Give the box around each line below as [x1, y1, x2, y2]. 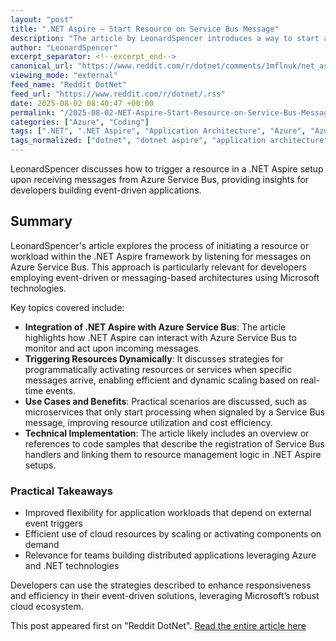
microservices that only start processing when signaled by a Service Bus [24, 406, 326, 418]
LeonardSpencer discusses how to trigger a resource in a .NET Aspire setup [10, 163, 324, 175]
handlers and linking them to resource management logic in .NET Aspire [24, 448, 322, 460]
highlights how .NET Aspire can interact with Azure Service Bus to [24, 331, 297, 343]
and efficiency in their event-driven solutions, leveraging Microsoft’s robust [10, 590, 320, 602]
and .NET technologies [24, 560, 120, 572]
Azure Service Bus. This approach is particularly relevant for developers [10, 261, 308, 273]
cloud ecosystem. [10, 601, 84, 613]
